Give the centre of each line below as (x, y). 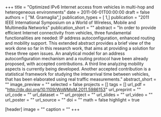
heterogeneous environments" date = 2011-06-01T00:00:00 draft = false (78, 12)
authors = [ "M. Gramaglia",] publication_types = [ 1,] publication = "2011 (77, 17)
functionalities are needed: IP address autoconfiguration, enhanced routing (80, 38)
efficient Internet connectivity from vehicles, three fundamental (68, 33)
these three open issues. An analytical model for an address (65, 53)
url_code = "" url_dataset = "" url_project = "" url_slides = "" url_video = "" (79, 95)
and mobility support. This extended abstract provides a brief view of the (78, 43)
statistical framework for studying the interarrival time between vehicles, (77, 74)
